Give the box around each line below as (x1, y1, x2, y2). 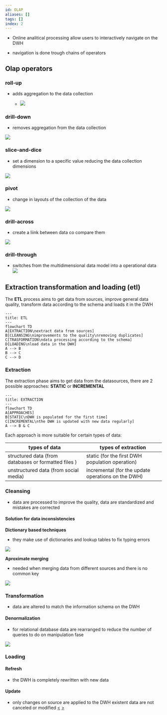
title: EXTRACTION (5, 397, 43, 402)
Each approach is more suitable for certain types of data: (5, 432, 122, 438)
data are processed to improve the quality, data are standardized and (12, 499, 154, 505)
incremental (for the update (86, 467, 151, 474)
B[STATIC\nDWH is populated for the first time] (5, 415, 108, 420)
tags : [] (5, 16, 23, 21)
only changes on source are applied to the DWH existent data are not (12, 699, 154, 705)
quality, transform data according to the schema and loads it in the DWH (5, 301, 153, 307)
